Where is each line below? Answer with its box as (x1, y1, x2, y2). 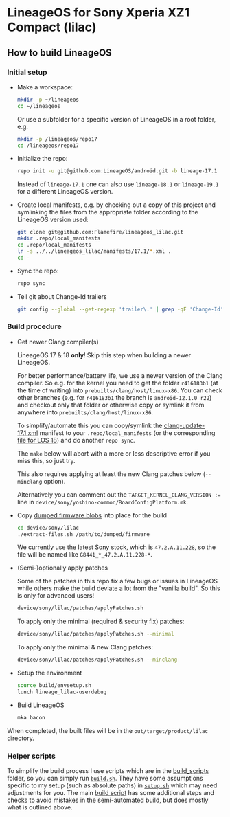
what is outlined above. (7, 803, 73, 812)
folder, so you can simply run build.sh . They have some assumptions (7, 774, 204, 782)
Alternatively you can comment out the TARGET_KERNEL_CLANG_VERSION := (16, 490, 221, 499)
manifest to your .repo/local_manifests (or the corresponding (39, 428, 216, 437)
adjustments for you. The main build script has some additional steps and (7, 788, 215, 796)
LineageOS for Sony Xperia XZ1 (7, 5, 190, 21)
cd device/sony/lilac (16, 524, 79, 531)
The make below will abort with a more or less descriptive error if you (16, 449, 211, 458)
